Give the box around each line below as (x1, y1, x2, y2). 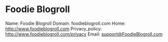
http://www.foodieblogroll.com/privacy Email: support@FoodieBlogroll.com (5, 31, 163, 37)
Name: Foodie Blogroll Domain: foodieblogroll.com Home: (5, 20, 126, 26)
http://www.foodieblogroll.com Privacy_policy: (5, 25, 102, 31)
